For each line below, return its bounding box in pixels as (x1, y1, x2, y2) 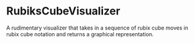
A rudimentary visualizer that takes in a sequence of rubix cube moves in (6, 24, 189, 31)
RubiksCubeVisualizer (6, 4, 121, 18)
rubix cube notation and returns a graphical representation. (6, 30, 154, 37)
